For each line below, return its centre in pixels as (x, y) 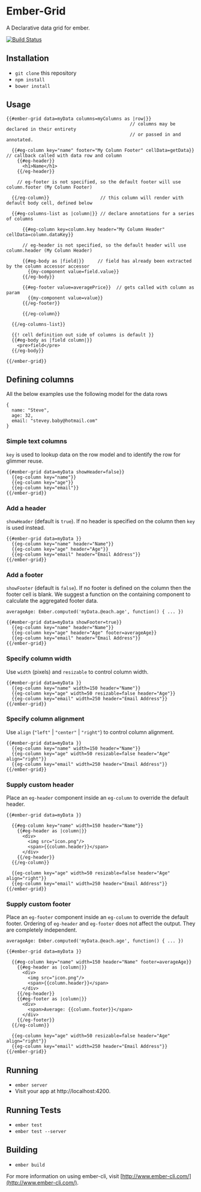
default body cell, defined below (49, 203)
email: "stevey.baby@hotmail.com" (55, 421)
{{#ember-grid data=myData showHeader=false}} (65, 472)
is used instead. (26, 527)
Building (22, 1150)
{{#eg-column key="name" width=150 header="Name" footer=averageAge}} (102, 962)
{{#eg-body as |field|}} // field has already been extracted (107, 261)
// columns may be (153, 124)
